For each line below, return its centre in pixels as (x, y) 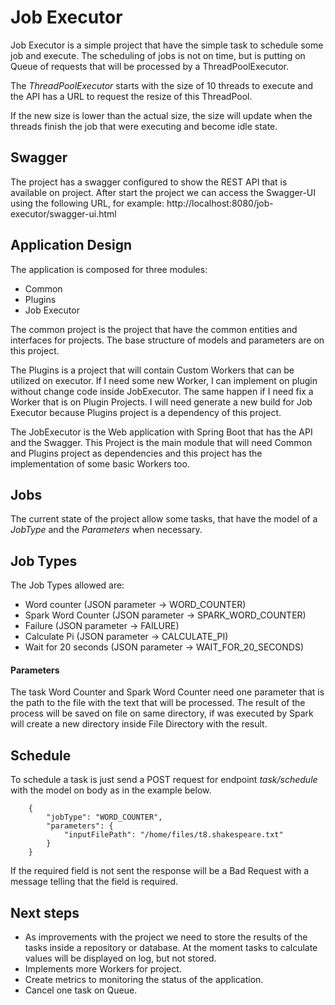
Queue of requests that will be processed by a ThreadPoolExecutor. (149, 66)
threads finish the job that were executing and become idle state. (144, 126)
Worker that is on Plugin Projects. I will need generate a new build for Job (161, 402)
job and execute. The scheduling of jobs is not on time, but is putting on (158, 55)
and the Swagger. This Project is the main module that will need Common (161, 442)
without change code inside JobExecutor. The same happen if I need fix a (162, 391)
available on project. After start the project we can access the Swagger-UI (163, 192)
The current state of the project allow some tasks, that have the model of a (164, 519)
